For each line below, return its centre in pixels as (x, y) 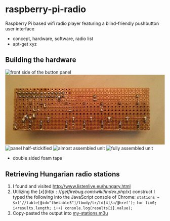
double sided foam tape (37, 158)
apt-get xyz (25, 44)
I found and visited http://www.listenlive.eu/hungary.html (72, 187)
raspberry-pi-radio (46, 9)
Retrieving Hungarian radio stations (62, 174)
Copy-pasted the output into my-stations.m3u (60, 213)
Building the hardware (41, 60)
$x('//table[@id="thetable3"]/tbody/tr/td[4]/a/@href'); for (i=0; (84, 203)
